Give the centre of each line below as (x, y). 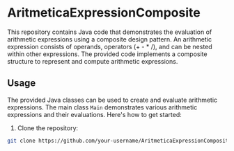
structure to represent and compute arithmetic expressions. (93, 61)
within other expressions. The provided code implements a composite (107, 54)
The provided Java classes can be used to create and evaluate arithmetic (112, 100)
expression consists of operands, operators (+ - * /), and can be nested (110, 46)
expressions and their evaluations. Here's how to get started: (95, 114)
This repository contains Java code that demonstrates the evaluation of (110, 32)
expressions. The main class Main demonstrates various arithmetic (102, 107)
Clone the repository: (48, 128)
